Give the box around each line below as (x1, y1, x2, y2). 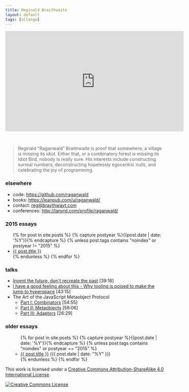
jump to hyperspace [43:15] (12, 289, 71, 295)
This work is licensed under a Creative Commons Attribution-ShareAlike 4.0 (5, 366, 164, 372)
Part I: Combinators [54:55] (20, 299, 78, 305)
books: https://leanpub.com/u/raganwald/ (12, 197, 100, 203)
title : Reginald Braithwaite (5, 7, 67, 13)
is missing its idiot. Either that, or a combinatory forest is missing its (17, 151, 159, 157)
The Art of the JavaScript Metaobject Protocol (12, 294, 110, 300)
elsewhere (5, 180, 32, 187)
